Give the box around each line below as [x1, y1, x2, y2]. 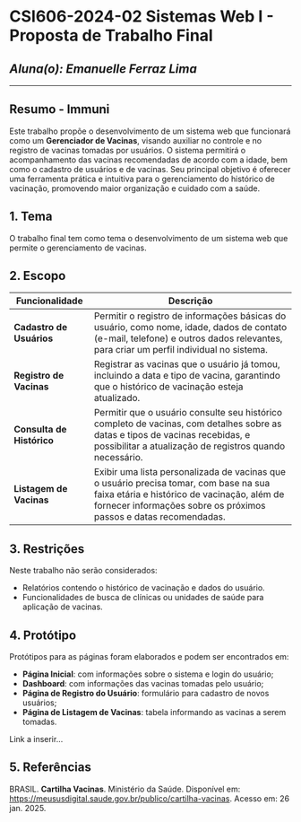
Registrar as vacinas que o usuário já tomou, [93, 358, 280, 371]
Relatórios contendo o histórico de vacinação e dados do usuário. [21, 582, 266, 593]
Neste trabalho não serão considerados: [9, 565, 159, 576]
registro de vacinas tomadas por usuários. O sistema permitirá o [9, 144, 246, 155]
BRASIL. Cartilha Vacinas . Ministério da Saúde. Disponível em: [9, 783, 241, 794]
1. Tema [9, 209, 53, 224]
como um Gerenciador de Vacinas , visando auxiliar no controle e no [9, 135, 262, 145]
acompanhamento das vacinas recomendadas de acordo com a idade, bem [9, 154, 288, 165]
